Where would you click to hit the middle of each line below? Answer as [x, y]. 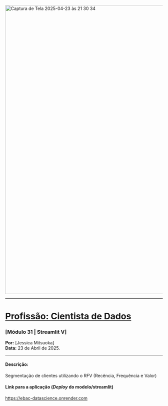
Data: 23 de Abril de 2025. [32, 348]
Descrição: [17, 364]
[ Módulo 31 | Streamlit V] [36, 332]
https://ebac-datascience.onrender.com [46, 398]
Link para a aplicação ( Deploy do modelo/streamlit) [59, 387]
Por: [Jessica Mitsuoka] [30, 343]
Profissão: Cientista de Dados [68, 317]
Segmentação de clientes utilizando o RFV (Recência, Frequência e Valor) [81, 375]
